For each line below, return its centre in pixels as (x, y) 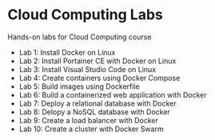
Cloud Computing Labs (85, 15)
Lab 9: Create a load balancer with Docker (89, 120)
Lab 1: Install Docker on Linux (67, 52)
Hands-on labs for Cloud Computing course (80, 37)
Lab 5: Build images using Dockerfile (80, 86)
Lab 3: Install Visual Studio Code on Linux (88, 69)
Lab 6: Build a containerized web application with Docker (113, 94)
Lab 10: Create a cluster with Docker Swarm (92, 129)
